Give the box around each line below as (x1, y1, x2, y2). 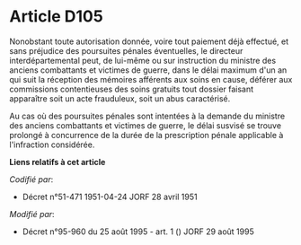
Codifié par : (9, 173, 54, 185)
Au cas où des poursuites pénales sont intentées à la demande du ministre (9, 110, 286, 121)
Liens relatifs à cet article (9, 156, 106, 167)
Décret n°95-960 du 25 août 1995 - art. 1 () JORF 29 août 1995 (22, 226, 254, 237)
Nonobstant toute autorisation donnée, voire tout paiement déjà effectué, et (9, 36, 289, 47)
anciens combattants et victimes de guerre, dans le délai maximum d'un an (9, 65, 288, 75)
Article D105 (9, 6, 103, 27)
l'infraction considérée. (9, 139, 95, 150)
